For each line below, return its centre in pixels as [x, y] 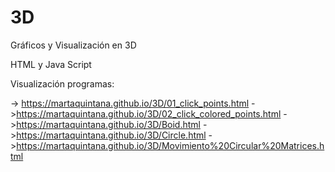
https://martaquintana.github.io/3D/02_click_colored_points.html [149, 113]
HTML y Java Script [51, 64]
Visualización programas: [62, 83]
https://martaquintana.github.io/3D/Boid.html [108, 124]
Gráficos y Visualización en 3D [73, 45]
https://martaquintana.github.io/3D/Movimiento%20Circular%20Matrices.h [170, 145]
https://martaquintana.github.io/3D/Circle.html [111, 135]
